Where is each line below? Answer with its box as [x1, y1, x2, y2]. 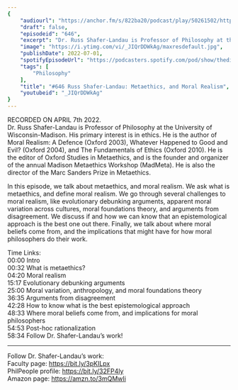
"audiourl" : [20, 17, 55, 24]
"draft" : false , [20, 23, 69, 30]
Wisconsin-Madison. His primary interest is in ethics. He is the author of [7, 130, 217, 139]
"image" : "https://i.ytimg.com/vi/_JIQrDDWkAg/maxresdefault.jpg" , [20, 43, 223, 50]
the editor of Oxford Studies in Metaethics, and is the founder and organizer [7, 153, 229, 162]
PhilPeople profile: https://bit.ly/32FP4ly [7, 367, 124, 375]
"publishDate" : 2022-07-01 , [20, 50, 103, 57]
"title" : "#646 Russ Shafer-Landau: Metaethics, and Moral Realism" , [20, 83, 230, 90]
